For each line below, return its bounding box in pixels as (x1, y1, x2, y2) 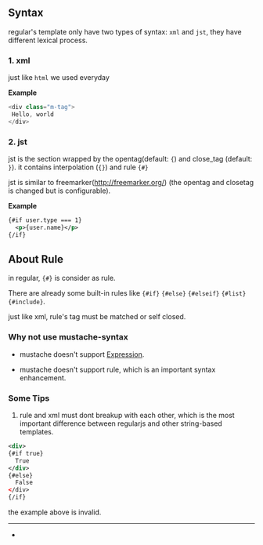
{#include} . (8, 297, 45, 307)
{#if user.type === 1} (8, 216, 82, 224)
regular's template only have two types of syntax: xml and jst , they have (8, 27, 242, 36)
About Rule (8, 253, 64, 266)
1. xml (8, 55, 31, 66)
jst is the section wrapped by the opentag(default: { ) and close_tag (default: (8, 154, 253, 164)
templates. (19, 427, 54, 437)
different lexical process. (8, 35, 88, 45)
